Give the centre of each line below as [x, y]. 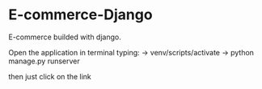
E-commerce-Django [80, 15]
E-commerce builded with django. [65, 37]
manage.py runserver [44, 61]
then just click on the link [50, 76]
